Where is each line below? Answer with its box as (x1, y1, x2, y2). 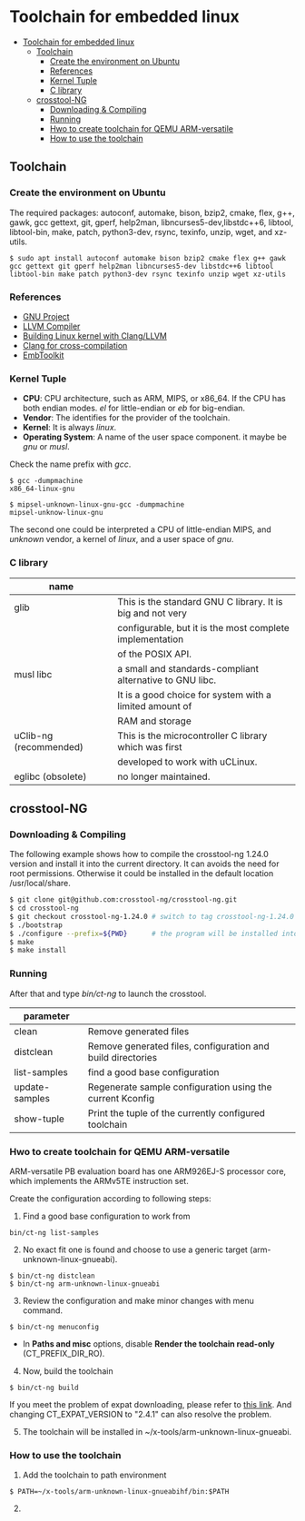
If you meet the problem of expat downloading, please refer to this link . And (9, 1398, 292, 1409)
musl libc (14, 667, 53, 680)
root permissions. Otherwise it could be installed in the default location (9, 868, 274, 879)
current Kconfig (87, 1091, 155, 1104)
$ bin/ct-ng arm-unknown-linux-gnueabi (9, 1279, 161, 1289)
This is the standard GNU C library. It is (117, 595, 283, 607)
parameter (23, 1010, 70, 1022)
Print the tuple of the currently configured (87, 1106, 266, 1119)
